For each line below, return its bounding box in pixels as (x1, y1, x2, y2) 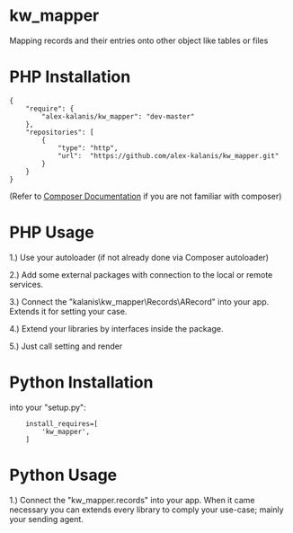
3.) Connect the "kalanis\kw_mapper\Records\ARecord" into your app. (9, 296, 270, 306)
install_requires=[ (25, 419, 99, 428)
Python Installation (9, 372, 154, 392)
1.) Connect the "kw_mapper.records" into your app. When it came (9, 494, 255, 505)
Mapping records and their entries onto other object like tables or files (9, 35, 269, 46)
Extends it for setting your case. (9, 306, 128, 316)
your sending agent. (9, 513, 84, 524)
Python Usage (9, 465, 118, 485)
